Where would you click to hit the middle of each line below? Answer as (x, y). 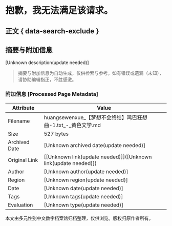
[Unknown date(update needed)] (84, 188)
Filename (19, 121)
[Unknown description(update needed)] (47, 63)
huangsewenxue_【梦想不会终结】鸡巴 (90, 117)
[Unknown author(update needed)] (86, 171)
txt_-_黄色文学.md (79, 125)
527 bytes (56, 134)
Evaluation (20, 204)
